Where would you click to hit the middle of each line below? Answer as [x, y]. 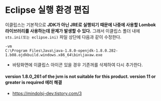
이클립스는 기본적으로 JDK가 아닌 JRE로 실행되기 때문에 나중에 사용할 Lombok [80, 25]
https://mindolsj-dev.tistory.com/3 [47, 94]
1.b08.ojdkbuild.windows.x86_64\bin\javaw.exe [54, 55]
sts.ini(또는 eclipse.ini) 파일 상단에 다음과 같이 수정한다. [63, 37]
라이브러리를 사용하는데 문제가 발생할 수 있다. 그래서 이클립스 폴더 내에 [73, 31]
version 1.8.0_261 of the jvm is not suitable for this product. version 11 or [80, 76]
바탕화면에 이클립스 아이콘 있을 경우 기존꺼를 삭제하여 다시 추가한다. [78, 65]
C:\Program [16, 50]
